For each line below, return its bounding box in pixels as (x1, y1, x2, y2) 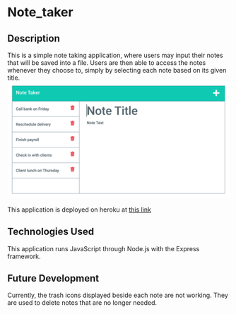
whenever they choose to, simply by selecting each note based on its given (7, 66, 227, 74)
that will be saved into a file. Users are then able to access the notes (7, 59, 206, 67)
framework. (7, 252, 41, 260)
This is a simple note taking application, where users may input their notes (7, 51, 224, 59)
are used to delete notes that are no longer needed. (7, 298, 158, 307)
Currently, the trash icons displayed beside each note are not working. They (7, 291, 228, 300)
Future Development (7, 272, 100, 284)
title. (7, 73, 20, 82)
